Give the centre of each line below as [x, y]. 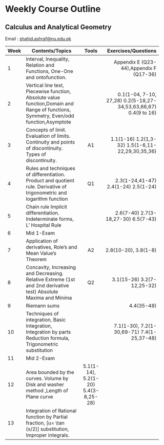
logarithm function [47, 199]
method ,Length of [47, 391]
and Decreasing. [45, 273]
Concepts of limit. [46, 130]
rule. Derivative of [46, 187]
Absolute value [43, 97]
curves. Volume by [47, 378]
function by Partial [47, 417]
